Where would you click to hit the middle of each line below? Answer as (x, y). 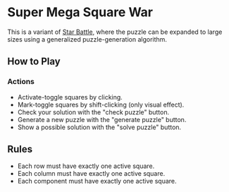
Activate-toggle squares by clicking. (70, 97)
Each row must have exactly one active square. (86, 166)
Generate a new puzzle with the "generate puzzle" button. (102, 119)
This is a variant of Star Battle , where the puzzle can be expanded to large (115, 32)
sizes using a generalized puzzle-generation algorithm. (87, 39)
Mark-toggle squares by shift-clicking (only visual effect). (101, 104)
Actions (21, 82)
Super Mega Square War (80, 12)
